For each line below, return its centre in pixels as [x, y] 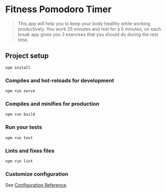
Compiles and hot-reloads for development [60, 80]
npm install [18, 67]
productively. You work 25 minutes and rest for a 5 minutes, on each [89, 29]
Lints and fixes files [30, 151]
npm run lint [19, 161]
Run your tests [24, 127]
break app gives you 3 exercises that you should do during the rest [88, 34]
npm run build [20, 114]
